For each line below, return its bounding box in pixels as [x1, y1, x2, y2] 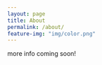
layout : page [7, 10, 46, 18]
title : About [7, 17, 46, 24]
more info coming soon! [7, 49, 76, 58]
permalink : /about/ [7, 23, 65, 30]
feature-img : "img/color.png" [7, 30, 96, 37]
